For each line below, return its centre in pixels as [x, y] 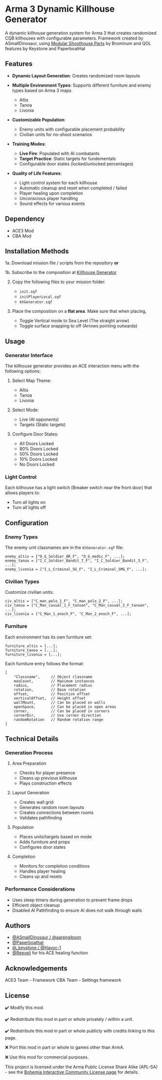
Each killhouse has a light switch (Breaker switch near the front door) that [79, 488]
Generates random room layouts [52, 808]
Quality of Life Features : [37, 173]
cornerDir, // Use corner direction [57, 715]
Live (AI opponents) [39, 420]
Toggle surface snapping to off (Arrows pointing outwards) [78, 326]
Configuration [27, 523]
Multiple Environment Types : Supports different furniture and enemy [82, 85]
